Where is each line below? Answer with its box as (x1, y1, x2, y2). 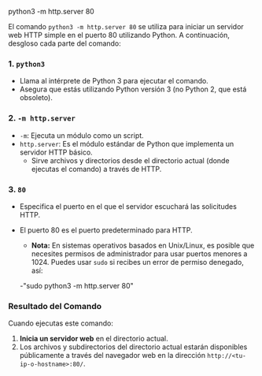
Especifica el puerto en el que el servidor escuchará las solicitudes (19, 201, 238, 211)
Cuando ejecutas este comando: (8, 318, 114, 328)
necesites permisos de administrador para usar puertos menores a (31, 248, 248, 259)
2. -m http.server (8, 113, 76, 124)
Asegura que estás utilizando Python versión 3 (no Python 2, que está (19, 84, 247, 94)
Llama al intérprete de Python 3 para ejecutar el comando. (19, 76, 208, 86)
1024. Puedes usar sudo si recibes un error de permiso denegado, (31, 257, 244, 266)
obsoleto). (19, 93, 53, 102)
